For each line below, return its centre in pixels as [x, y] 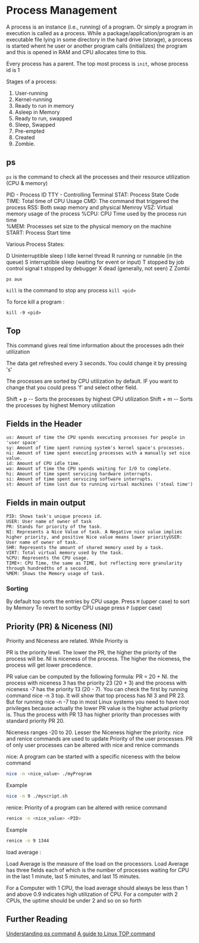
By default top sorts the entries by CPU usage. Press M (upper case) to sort [98, 601]
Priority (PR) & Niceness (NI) [60, 627]
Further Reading [37, 919]
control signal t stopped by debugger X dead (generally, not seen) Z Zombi [98, 268]
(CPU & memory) [27, 183]
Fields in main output [46, 503]
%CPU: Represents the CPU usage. [48, 558]
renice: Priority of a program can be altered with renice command [86, 808]
